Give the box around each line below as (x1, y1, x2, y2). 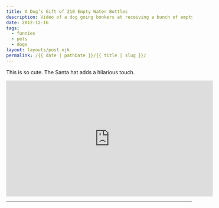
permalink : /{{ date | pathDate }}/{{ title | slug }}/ (6, 52, 146, 58)
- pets (11, 36, 28, 42)
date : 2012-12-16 (6, 19, 49, 25)
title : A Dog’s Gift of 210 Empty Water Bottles (6, 8, 128, 15)
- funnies (11, 31, 35, 37)
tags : (6, 25, 19, 31)
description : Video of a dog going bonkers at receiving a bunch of (6, 14, 178, 20)
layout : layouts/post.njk (6, 47, 70, 53)
